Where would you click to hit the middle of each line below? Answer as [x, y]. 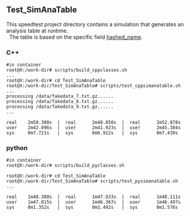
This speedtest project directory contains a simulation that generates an [95, 24]
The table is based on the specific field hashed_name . [76, 37]
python [17, 148]
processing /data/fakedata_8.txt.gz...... [60, 102]
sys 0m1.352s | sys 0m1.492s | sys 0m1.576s [92, 208]
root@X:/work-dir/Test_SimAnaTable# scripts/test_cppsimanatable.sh [94, 86]
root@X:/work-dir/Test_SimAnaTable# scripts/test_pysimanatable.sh [92, 181]
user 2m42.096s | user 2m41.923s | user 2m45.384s [94, 128]
